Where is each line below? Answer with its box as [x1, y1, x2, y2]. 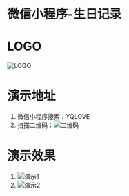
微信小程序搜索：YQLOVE [17, 113, 90, 121]
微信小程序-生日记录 [7, 6, 122, 22]
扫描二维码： [17, 121, 54, 129]
